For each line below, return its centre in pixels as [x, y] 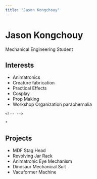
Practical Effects [30, 88]
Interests [20, 65]
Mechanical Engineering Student [39, 49]
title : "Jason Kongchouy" [32, 10]
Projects [19, 138]
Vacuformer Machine [34, 172]
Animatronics [26, 77]
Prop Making [26, 99]
